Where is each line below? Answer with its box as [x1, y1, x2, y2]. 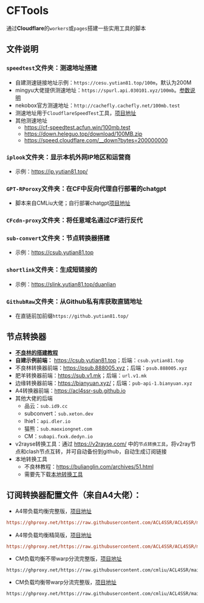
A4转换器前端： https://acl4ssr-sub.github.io [15, 387, 126, 394]
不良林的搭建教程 [15, 349, 58, 356]
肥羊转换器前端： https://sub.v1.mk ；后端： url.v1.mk [15, 371, 147, 379]
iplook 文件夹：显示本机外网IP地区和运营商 [6, 153, 131, 161]
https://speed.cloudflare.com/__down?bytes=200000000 [24, 136, 168, 143]
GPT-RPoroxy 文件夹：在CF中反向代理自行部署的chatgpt [6, 184, 166, 193]
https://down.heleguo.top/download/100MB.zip [24, 130, 143, 137]
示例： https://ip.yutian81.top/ [15, 168, 88, 175]
